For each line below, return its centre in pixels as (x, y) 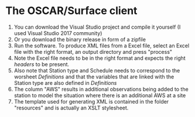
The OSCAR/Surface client (71, 11)
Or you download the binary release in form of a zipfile (80, 39)
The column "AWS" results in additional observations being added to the (101, 89)
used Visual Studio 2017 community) (58, 33)
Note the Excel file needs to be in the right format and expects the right (100, 58)
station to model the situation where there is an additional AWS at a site (100, 95)
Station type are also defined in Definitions (65, 82)
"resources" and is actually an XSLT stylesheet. (71, 108)
